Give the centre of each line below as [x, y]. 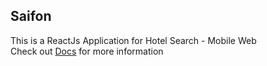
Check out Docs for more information [87, 51]
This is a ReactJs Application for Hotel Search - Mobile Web [133, 40]
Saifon [31, 16]
